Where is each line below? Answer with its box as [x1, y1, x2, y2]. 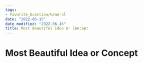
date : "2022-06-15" [5, 16, 46, 21]
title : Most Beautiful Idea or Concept [5, 26, 89, 31]
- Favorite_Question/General [5, 12, 66, 17]
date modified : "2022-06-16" [5, 21, 66, 26]
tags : [5, 7, 17, 12]
